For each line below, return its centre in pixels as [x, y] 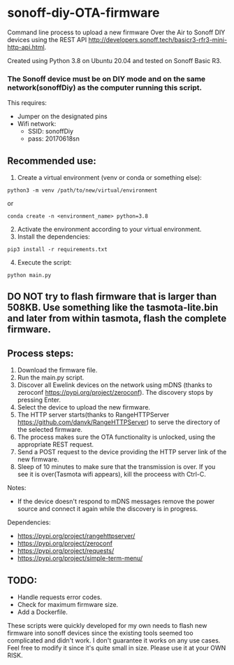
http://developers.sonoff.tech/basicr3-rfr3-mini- [158, 39]
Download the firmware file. [57, 370]
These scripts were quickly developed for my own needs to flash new [107, 626]
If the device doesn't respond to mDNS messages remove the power [116, 501]
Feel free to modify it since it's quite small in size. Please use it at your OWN [117, 648]
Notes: [17, 488]
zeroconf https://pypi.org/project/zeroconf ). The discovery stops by [115, 393]
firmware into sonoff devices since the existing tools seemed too [100, 633]
